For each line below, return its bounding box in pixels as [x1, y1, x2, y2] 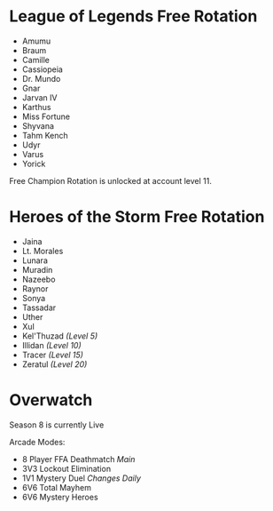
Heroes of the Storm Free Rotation [9, 207, 265, 228]
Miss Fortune [21, 111, 71, 122]
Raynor [21, 283, 49, 294]
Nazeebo [21, 274, 56, 284]
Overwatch [9, 390, 93, 411]
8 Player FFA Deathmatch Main [21, 453, 136, 464]
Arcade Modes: [9, 436, 66, 447]
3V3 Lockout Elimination [21, 463, 112, 474]
